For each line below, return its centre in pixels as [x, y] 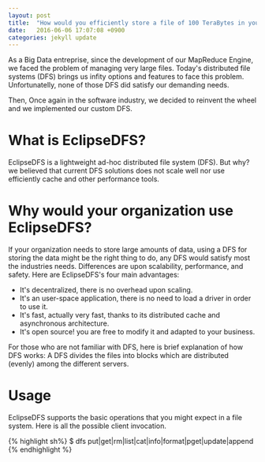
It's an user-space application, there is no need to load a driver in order [135, 298]
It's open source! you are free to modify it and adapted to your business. [137, 332]
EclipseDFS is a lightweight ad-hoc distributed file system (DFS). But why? [129, 162]
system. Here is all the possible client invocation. [88, 426]
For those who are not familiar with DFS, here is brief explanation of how [125, 347]
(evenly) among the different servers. [69, 364]
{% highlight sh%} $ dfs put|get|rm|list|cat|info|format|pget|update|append [131, 442]
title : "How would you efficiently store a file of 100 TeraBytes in [127, 23]
